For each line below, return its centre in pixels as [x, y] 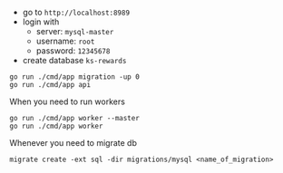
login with [41, 22]
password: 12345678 [73, 51]
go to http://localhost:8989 [76, 12]
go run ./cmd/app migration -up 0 [75, 77]
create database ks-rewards [74, 60]
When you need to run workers [67, 101]
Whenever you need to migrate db [73, 143]
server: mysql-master [75, 31]
